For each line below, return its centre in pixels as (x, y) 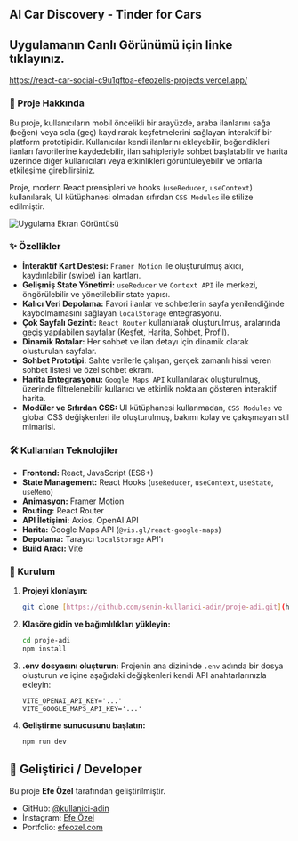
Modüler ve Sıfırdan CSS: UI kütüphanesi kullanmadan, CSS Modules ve (152, 408)
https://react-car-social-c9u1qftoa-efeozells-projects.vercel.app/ (129, 80)
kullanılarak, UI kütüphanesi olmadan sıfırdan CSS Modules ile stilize (131, 197)
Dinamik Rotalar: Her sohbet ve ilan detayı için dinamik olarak (135, 341)
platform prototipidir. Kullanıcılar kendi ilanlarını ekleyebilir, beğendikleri (139, 142)
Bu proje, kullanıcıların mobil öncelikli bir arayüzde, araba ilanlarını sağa (140, 123)
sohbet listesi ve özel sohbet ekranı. (88, 369)
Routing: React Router (63, 511)
